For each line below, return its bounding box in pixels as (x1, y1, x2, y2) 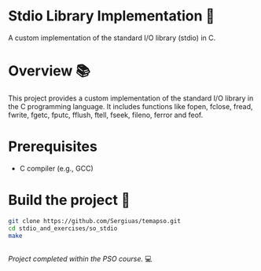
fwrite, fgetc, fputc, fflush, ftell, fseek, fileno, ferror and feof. (8, 110, 204, 119)
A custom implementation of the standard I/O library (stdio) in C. (8, 33, 216, 42)
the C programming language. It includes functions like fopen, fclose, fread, (8, 101, 253, 111)
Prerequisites (8, 137, 98, 156)
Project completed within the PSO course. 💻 (8, 254, 153, 263)
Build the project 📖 (8, 192, 131, 209)
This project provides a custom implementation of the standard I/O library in (8, 93, 254, 103)
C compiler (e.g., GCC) (19, 163, 94, 173)
